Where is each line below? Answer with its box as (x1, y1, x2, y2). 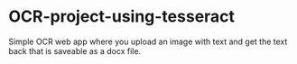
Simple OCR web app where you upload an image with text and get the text (8, 36, 288, 47)
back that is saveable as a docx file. (8, 45, 142, 56)
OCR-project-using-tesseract (8, 6, 236, 27)
